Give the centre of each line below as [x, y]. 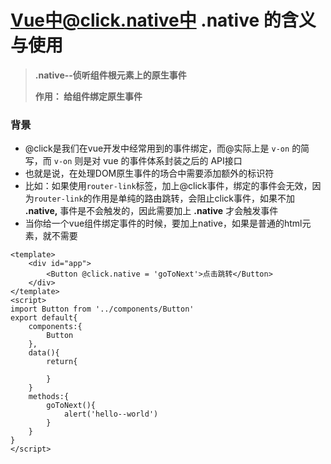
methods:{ [49, 397]
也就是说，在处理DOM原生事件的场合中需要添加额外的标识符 [149, 173]
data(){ [44, 353]
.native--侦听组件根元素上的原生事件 [110, 75]
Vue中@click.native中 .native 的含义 [163, 20]
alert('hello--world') [111, 414]
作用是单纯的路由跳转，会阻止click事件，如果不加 [193, 198]
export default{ [44, 318]
